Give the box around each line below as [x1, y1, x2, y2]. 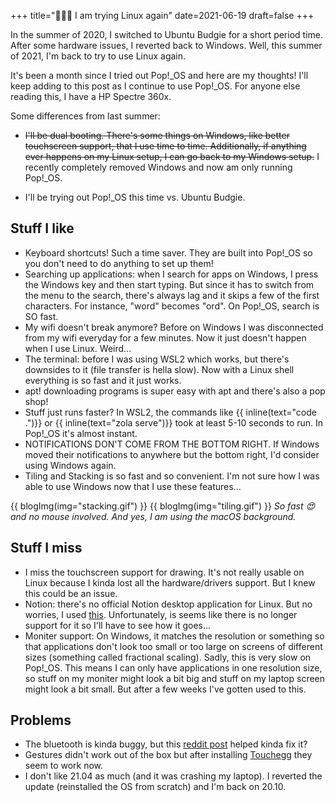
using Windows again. [24, 459, 117, 471]
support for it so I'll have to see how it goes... [24, 619, 212, 631]
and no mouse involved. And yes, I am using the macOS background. [10, 510, 297, 522]
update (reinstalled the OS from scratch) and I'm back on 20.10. [24, 781, 287, 793]
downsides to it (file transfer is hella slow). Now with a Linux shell [24, 363, 295, 375]
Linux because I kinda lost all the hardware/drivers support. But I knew [24, 576, 316, 589]
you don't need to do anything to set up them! [24, 257, 214, 269]
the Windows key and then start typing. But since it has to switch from [24, 278, 315, 290]
